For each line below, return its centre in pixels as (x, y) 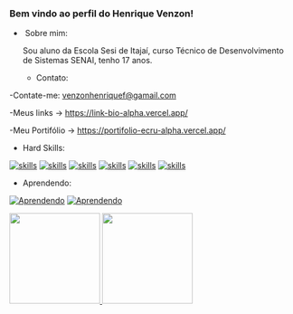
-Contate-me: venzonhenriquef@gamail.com (93, 95)
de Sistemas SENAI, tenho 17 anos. (87, 61)
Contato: (52, 78)
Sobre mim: (46, 33)
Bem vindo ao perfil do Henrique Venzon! (102, 14)
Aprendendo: (47, 183)
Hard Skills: (43, 148)
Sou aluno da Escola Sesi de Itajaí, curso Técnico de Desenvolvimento (153, 51)
